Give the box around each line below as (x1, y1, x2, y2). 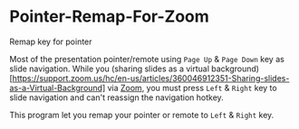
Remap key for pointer (9, 36, 92, 47)
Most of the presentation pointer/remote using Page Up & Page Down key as (9, 53, 285, 64)
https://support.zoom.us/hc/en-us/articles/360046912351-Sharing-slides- (12, 72, 290, 83)
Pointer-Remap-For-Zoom (9, 6, 210, 27)
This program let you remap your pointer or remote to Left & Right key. (9, 109, 275, 120)
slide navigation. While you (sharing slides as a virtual (9, 63, 210, 74)
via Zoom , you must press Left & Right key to (107, 82, 278, 93)
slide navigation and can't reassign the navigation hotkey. (9, 92, 224, 103)
